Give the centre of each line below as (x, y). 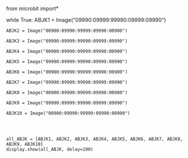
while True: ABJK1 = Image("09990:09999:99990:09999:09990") (86, 20)
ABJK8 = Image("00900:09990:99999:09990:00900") (67, 93)
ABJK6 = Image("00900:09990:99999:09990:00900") (67, 72)
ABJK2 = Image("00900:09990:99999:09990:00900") (67, 31)
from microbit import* (32, 9)
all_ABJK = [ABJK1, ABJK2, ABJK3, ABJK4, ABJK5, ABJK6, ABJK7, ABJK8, (95, 139)
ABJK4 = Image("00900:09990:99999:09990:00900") (67, 51)
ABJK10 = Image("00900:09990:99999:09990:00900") (68, 113)
